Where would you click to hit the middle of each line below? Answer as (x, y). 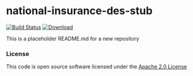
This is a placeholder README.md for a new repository (73, 38)
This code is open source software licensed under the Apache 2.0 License (97, 67)
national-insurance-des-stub (79, 11)
